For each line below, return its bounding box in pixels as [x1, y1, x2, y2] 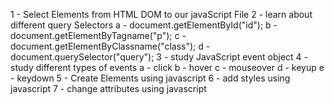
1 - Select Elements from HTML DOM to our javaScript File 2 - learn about [10, 9, 313, 20]
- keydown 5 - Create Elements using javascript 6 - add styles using [10, 72, 291, 84]
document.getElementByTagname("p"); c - [10, 30, 187, 41]
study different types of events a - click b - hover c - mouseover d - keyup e [10, 62, 325, 73]
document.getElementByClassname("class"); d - [10, 40, 211, 52]
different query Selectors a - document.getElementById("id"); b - [10, 19, 278, 31]
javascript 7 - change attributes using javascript [10, 83, 207, 94]
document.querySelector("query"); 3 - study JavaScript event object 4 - [10, 51, 309, 63]
